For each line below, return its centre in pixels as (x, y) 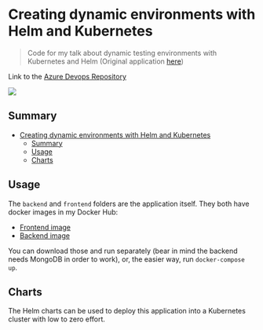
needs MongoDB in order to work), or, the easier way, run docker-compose (126, 259)
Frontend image (45, 227)
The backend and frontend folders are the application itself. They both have (129, 203)
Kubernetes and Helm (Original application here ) (106, 61)
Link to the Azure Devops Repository (68, 76)
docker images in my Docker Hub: (63, 212)
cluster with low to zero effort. (57, 319)
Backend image (45, 235)
